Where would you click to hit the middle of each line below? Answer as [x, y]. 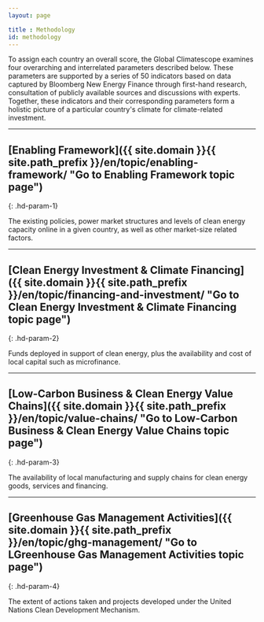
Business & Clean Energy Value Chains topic [119, 431]
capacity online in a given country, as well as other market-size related [123, 230]
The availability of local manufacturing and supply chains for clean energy [128, 477]
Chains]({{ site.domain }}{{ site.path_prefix [117, 406]
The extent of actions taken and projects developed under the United [120, 601]
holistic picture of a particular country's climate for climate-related [115, 109]
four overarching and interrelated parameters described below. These [121, 68]
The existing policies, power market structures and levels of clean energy [127, 221]
